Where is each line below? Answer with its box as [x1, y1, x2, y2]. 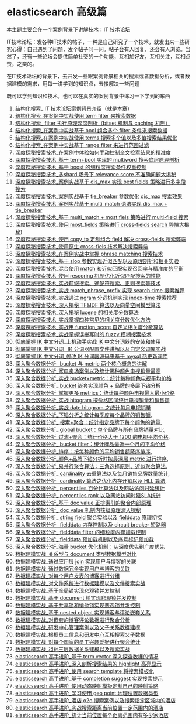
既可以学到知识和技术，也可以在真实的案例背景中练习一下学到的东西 [6, 92, 170, 100]
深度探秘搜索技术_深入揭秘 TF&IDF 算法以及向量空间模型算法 [15, 301, 161, 308]
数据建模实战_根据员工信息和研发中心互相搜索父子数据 [15, 631, 146, 638]
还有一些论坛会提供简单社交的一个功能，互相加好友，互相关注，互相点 [22, 53, 191, 60]
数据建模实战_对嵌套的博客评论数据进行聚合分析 [15, 616, 131, 623]
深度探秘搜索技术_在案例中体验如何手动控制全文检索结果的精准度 [15, 149, 171, 156]
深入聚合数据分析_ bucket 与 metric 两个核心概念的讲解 [15, 360, 148, 367]
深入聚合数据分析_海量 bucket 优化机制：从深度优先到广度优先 [15, 543, 165, 550]
